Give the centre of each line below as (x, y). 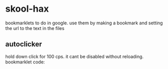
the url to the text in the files (35, 28)
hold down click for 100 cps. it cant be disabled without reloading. (75, 56)
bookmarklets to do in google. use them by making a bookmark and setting (84, 23)
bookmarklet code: (25, 62)
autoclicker (24, 44)
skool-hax (27, 9)
